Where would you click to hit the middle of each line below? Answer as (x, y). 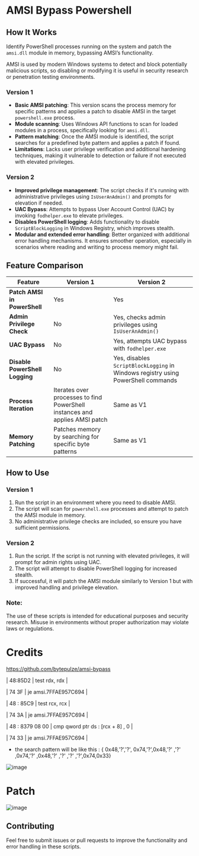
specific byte (72, 444)
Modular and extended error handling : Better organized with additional (102, 234)
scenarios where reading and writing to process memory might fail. (97, 247)
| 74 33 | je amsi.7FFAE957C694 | (47, 738)
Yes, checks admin (139, 317)
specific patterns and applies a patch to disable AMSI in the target (95, 112)
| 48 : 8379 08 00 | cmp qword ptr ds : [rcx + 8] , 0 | (70, 726)
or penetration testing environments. (51, 77)
